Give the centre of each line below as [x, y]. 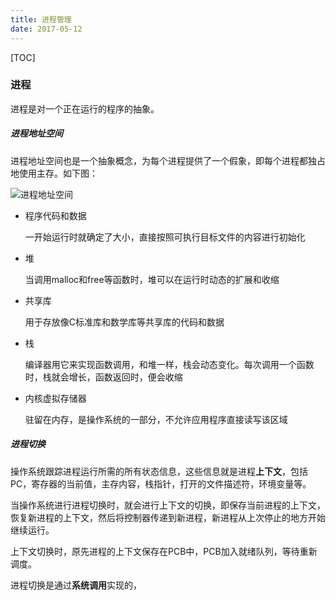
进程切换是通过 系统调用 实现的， [76, 585]
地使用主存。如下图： [54, 173]
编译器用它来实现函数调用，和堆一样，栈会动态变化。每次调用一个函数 [169, 364]
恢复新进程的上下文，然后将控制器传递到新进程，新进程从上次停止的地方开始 [168, 517]
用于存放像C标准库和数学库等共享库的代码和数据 [124, 322]
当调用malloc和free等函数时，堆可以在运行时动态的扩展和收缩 [152, 279]
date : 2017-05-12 [46, 29]
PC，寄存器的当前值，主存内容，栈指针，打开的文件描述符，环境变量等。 [161, 483]
